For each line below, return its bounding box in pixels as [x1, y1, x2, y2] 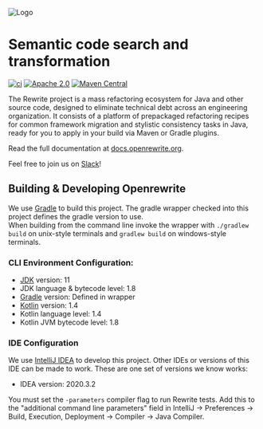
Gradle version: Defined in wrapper [19, 292, 135, 302]
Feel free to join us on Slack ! [8, 159, 102, 168]
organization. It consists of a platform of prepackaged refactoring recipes [8, 111, 249, 120]
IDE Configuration [8, 337, 79, 348]
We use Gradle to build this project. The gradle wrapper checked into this [8, 203, 249, 213]
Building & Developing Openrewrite [8, 182, 186, 195]
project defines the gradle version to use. [8, 211, 143, 221]
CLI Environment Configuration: [8, 257, 134, 268]
